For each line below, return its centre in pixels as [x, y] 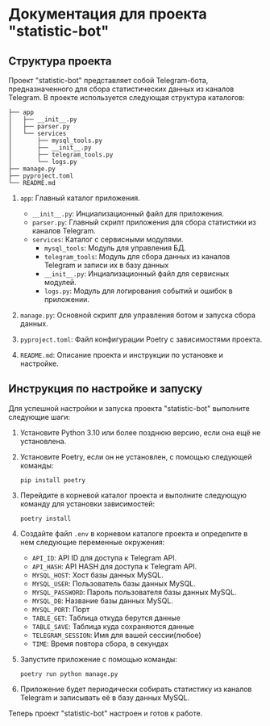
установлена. [43, 441]
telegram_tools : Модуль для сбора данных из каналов [137, 256]
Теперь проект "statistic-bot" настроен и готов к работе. [106, 713]
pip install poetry [53, 480]
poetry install [46, 518]
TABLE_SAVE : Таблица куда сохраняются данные [113, 626]
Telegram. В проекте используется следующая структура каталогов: [127, 97]
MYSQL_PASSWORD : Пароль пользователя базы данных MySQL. [134, 592]
